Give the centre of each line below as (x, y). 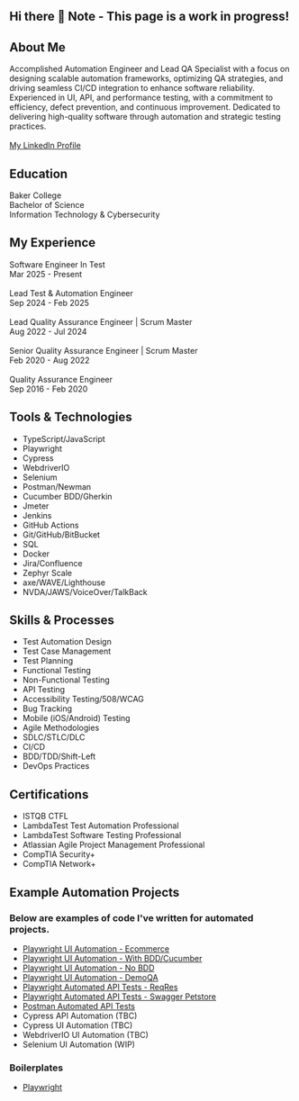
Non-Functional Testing (66, 680)
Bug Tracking (47, 708)
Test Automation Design (67, 642)
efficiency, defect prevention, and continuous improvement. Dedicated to (145, 107)
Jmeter (36, 506)
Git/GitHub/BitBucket (61, 534)
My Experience (53, 243)
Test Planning (48, 661)
